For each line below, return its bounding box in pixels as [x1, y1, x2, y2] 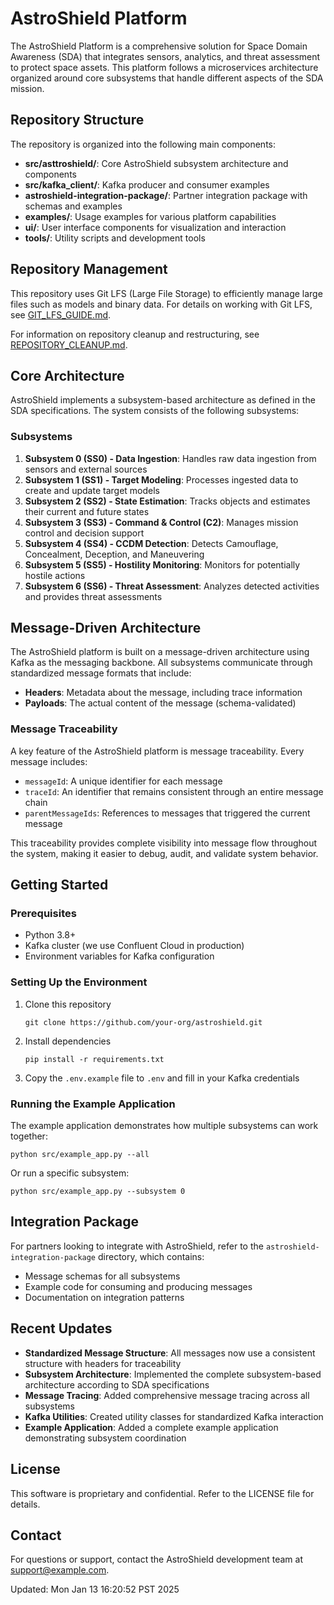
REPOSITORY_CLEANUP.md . [10, 338, 128, 351]
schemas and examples [24, 200, 123, 212]
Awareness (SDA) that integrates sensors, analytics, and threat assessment [10, 50, 321, 62]
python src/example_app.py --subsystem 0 [10, 1187, 186, 1197]
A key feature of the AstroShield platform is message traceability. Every [10, 745, 305, 757]
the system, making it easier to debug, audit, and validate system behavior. [10, 847, 319, 859]
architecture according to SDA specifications [24, 1378, 210, 1391]
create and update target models [24, 484, 160, 496]
